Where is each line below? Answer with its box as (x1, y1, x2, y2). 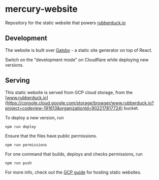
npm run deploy (5, 124, 36, 129)
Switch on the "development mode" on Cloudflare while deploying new (5, 57, 149, 63)
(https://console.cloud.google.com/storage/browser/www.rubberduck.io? (5, 100, 154, 106)
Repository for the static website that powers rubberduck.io (5, 20, 126, 26)
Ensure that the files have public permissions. (5, 133, 97, 139)
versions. (5, 62, 24, 68)
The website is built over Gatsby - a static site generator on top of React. (5, 47, 153, 53)
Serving (5, 76, 30, 85)
